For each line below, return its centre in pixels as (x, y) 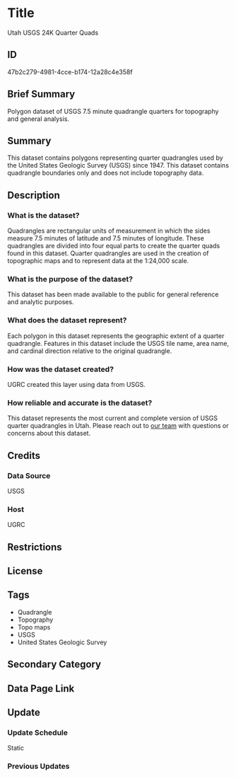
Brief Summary (41, 94)
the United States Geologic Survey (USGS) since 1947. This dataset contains (118, 166)
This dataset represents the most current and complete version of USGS (112, 418)
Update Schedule (38, 732)
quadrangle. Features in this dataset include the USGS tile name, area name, (118, 343)
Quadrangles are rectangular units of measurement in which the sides (109, 231)
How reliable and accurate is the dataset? (80, 402)
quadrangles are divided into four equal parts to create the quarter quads (114, 246)
